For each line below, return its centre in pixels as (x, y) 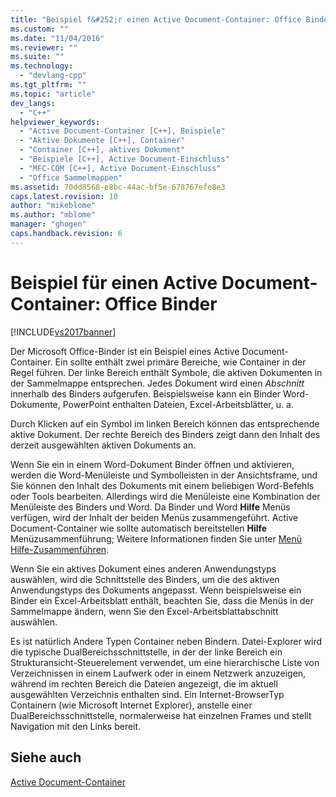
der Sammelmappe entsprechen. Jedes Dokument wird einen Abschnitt (157, 383)
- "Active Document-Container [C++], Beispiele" (122, 131)
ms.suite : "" (37, 57)
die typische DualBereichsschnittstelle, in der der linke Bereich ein (146, 652)
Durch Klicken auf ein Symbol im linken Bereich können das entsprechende (165, 423)
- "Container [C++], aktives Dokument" (102, 150)
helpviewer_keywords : (55, 122)
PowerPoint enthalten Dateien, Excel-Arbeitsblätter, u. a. (178, 404)
